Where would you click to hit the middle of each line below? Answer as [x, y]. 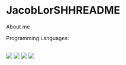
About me [18, 27]
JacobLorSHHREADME [63, 10]
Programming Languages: [38, 38]
